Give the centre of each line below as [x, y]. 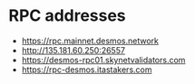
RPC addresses [67, 16]
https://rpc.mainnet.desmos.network [90, 41]
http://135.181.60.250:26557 [73, 50]
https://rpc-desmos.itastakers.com [87, 70]
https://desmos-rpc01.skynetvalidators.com [103, 60]
